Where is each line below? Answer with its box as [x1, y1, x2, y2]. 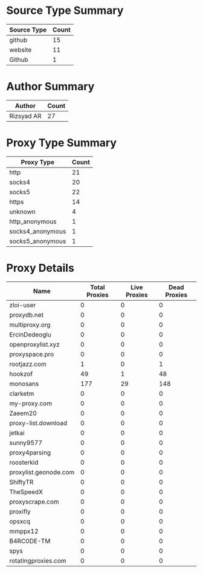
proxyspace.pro [9, 350, 54, 358]
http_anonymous [9, 217, 57, 226]
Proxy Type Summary [6, 136, 117, 150]
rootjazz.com [9, 359, 47, 368]
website [9, 45, 32, 54]
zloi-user [9, 301, 36, 309]
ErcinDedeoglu [9, 330, 51, 339]
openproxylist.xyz [9, 340, 60, 349]
